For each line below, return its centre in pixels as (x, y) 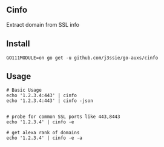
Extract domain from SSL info (43, 24)
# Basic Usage (24, 91)
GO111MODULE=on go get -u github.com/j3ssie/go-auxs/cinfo (82, 58)
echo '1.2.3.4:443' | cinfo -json (50, 101)
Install (18, 44)
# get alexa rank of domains (43, 133)
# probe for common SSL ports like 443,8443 (63, 117)
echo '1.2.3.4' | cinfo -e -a (44, 138)
